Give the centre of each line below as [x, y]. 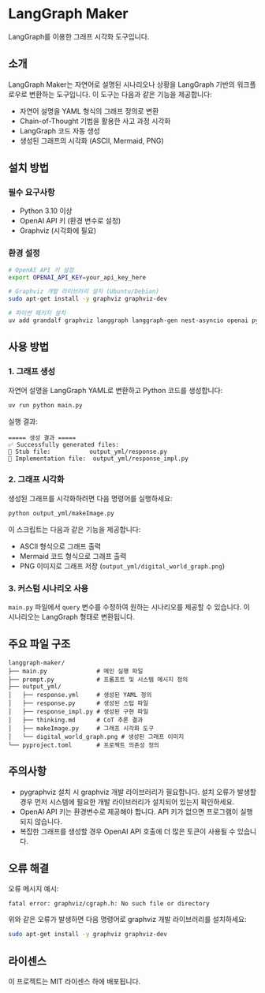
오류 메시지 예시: [34, 889]
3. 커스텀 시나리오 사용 [49, 588]
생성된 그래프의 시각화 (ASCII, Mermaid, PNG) [91, 141]
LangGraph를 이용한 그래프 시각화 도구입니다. [79, 36]
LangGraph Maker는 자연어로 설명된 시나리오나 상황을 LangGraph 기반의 [121, 84]
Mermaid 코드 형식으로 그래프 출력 [73, 556]
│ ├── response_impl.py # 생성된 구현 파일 [78, 711]
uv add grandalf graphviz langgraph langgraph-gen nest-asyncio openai [128, 320]
